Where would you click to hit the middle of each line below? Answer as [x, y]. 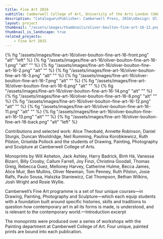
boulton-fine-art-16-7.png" [32, 80]
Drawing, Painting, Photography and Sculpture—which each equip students [81, 196]
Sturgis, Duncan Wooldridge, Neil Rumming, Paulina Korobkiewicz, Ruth [77, 136]
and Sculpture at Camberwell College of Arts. [50, 146]
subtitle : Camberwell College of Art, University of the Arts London [77, 14]
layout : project [21, 23]
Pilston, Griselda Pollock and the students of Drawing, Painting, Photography [81, 142]
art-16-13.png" [19, 116]
